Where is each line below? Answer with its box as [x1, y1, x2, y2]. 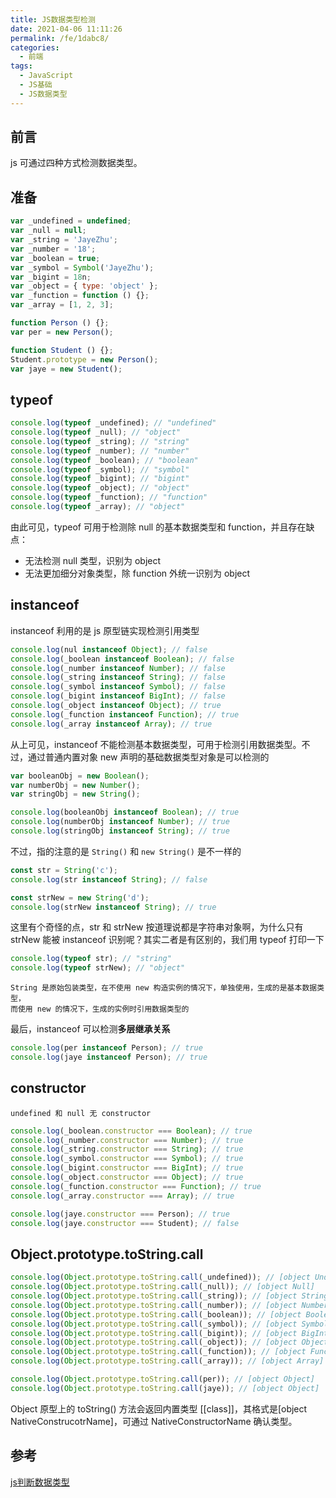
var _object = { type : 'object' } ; [10, 281, 159, 291]
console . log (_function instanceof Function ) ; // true [10, 709, 240, 720]
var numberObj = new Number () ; [10, 780, 141, 790]
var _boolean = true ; [10, 253, 101, 263]
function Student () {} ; [10, 345, 114, 355]
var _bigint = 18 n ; [10, 272, 92, 282]
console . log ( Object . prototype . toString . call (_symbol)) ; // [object [10, 1319, 298, 1329]
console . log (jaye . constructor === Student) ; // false [10, 1218, 240, 1228]
